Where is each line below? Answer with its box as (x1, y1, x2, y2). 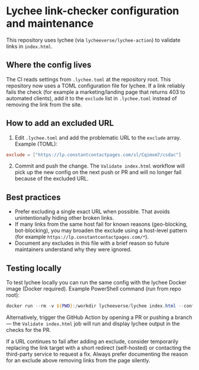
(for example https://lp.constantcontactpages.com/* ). (14, 233, 149, 241)
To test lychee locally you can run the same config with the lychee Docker (6, 279, 187, 286)
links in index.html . (6, 43, 53, 50)
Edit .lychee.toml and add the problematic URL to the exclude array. (14, 134, 181, 141)
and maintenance (6, 17, 94, 30)
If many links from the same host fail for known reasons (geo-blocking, (14, 221, 188, 228)
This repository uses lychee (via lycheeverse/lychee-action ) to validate (6, 36, 181, 43)
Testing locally (6, 263, 62, 273)
